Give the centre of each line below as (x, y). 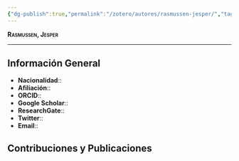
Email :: (28, 126)
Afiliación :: (34, 88)
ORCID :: (30, 95)
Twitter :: (31, 118)
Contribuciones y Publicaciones (80, 148)
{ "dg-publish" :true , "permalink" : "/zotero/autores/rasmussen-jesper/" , (114, 14)
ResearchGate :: (41, 110)
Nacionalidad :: (39, 80)
